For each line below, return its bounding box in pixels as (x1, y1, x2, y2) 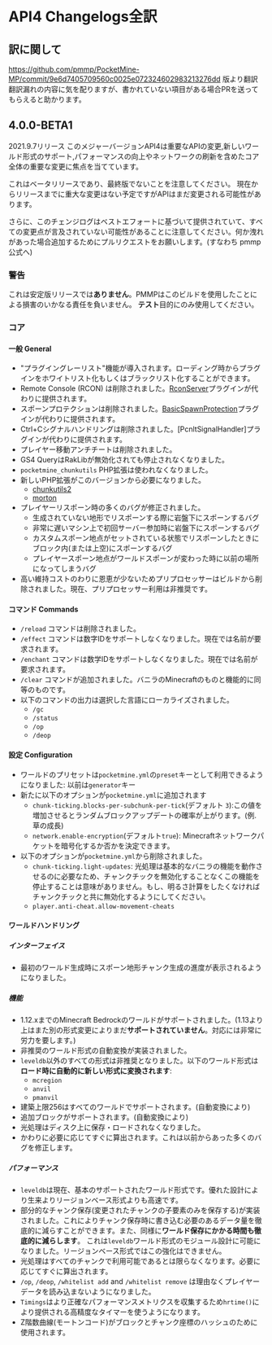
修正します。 (34, 1143, 77, 1153)
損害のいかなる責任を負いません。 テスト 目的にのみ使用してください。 (22, 300, 259, 309)
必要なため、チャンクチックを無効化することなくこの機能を (60, 871, 261, 881)
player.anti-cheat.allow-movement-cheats (32, 902, 175, 910)
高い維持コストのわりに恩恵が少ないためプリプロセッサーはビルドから (19, 574, 256, 584)
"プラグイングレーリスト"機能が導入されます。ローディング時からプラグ (19, 363, 261, 373)
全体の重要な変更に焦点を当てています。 (8, 161, 144, 171)
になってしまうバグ (32, 563, 97, 574)
